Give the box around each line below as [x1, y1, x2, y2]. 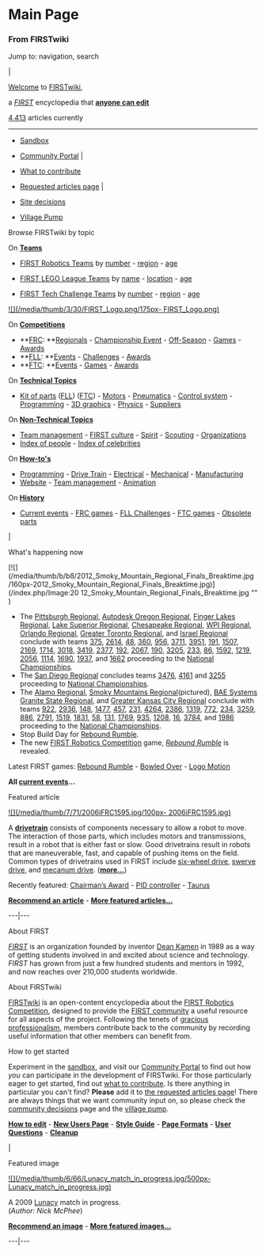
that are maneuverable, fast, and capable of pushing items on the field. [8, 849, 240, 858]
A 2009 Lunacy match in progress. [8, 1198, 121, 1207]
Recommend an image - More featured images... [8, 1222, 172, 1231]
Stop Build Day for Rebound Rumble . [19, 730, 139, 739]
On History [8, 493, 45, 503]
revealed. [19, 747, 51, 756]
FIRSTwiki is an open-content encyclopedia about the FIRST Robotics [8, 997, 234, 1007]
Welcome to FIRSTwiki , [8, 82, 83, 92]
